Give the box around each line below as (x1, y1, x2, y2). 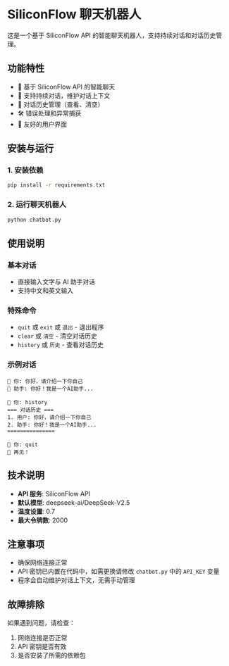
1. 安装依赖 (7, 165, 44, 175)
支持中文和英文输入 (17, 287, 74, 295)
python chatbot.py (7, 216, 61, 223)
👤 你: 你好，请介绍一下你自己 (7, 377, 83, 384)
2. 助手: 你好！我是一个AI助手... (7, 421, 97, 428)
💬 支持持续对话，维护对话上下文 (17, 91, 111, 99)
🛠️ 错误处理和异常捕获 (17, 108, 82, 117)
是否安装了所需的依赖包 (17, 651, 86, 660)
